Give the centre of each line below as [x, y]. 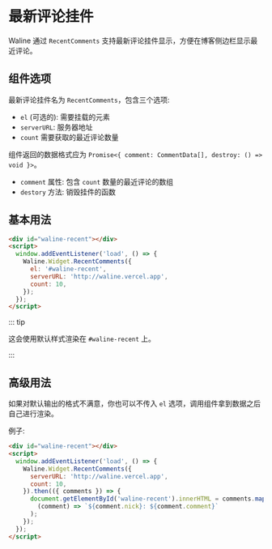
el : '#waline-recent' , [68, 269]
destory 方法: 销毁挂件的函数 [68, 192]
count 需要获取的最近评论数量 [69, 137]
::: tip [17, 322]
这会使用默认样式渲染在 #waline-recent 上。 [82, 339]
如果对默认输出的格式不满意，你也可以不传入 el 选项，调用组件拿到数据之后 [135, 404]
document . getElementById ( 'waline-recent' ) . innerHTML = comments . [142, 499]
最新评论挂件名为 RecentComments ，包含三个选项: [89, 100]
